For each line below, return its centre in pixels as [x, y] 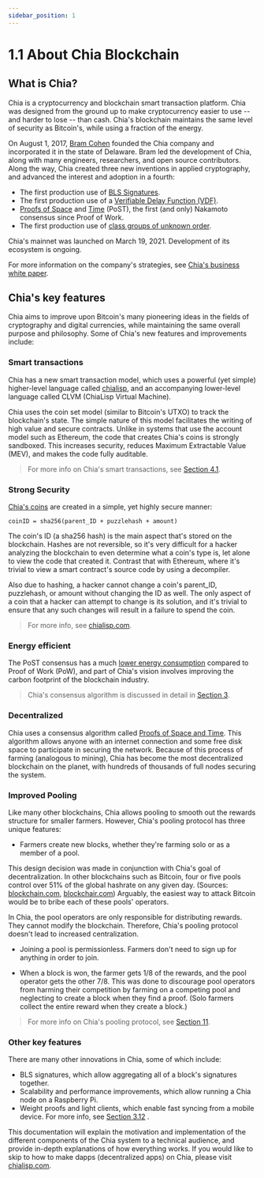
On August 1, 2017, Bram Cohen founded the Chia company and [111, 143]
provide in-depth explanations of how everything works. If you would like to [131, 1149]
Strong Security [39, 489]
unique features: [35, 829]
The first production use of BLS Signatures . [90, 192]
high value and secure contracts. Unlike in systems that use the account [125, 428]
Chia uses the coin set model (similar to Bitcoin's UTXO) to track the [119, 412]
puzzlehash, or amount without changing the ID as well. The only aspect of [130, 593]
